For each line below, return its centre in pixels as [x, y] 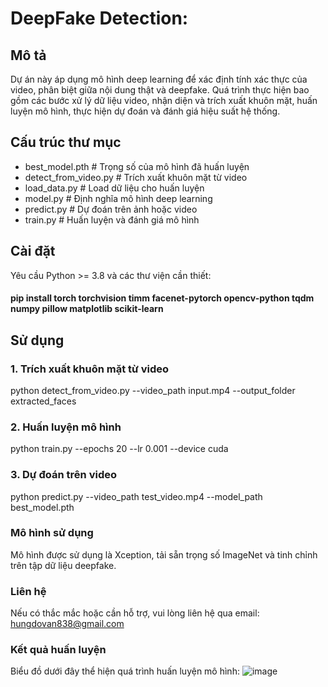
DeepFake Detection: [99, 18]
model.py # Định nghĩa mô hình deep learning [118, 198]
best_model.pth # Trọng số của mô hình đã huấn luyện [137, 166]
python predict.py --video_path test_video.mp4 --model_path [136, 496]
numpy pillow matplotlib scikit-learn [87, 309]
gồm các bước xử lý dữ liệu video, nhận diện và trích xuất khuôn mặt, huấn [164, 100]
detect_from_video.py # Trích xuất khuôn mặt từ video [136, 177]
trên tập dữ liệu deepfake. [63, 565]
